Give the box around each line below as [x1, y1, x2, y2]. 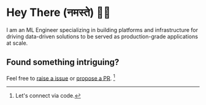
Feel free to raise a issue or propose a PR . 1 [6, 73, 115, 82]
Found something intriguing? [6, 57, 120, 68]
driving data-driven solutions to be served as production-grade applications [6, 33, 198, 40]
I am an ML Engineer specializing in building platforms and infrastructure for [6, 26, 198, 33]
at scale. [6, 39, 28, 47]
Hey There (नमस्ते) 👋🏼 [6, 6, 111, 20]
